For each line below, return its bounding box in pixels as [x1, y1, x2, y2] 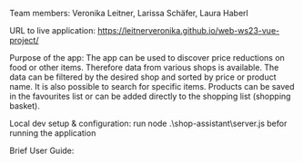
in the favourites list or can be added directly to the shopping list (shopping [9, 91, 291, 101]
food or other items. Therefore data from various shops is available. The [9, 62, 279, 72]
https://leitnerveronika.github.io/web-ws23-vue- [96, 25, 280, 35]
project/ [9, 35, 39, 45]
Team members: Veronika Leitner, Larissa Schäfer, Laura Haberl [9, 8, 248, 18]
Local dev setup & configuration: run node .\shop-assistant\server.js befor [9, 118, 288, 129]
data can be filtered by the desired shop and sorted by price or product [9, 72, 277, 82]
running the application [9, 128, 96, 139]
